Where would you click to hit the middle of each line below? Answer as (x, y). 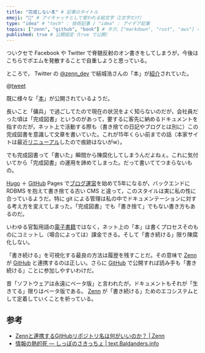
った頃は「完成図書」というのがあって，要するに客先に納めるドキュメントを (102, 119)
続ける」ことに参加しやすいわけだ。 (52, 270)
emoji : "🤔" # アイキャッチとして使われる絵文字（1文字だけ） (75, 18)
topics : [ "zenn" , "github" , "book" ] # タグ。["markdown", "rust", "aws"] (100, 29)
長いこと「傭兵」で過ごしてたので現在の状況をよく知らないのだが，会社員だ (102, 111)
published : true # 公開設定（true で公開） (58, 35)
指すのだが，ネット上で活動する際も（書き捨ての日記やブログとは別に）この (103, 127)
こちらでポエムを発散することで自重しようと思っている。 (78, 61)
